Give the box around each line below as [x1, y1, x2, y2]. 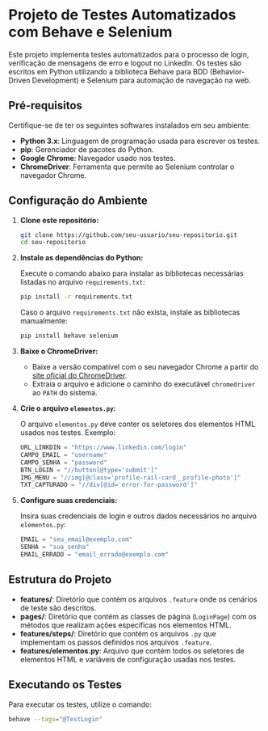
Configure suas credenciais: [19, 496, 118, 505]
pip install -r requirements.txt [19, 293, 133, 301]
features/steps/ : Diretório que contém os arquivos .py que [19, 628, 216, 638]
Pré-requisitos [8, 99, 83, 112]
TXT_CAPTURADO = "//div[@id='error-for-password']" [19, 481, 198, 489]
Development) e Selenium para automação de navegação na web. [31, 75, 252, 85]
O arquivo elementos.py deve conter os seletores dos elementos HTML [19, 419, 256, 429]
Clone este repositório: [19, 215, 99, 225]
